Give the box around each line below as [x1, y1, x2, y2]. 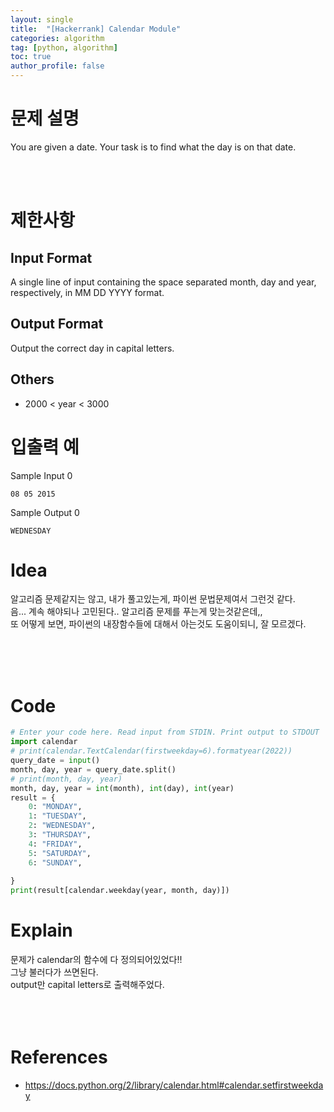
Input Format [10, 249, 93, 266]
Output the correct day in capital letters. [10, 342, 175, 354]
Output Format [10, 316, 104, 333]
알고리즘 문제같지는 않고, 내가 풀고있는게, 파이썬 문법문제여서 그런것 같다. [10, 593, 296, 605]
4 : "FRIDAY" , [28, 839, 83, 849]
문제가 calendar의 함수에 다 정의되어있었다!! [10, 954, 183, 966]
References [10, 1046, 108, 1069]
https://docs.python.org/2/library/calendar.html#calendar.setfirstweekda [24, 1079, 324, 1091]
